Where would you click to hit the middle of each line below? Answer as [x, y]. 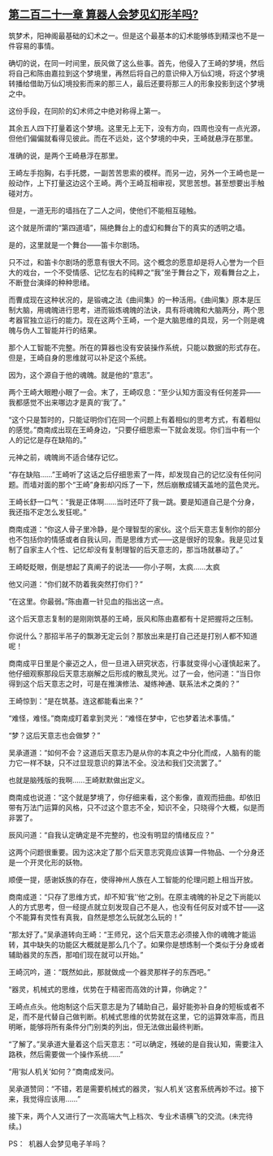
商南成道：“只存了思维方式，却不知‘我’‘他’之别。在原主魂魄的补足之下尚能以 [135, 897]
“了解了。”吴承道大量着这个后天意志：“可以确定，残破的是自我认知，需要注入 [136, 1044]
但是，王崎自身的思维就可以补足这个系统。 [80, 357]
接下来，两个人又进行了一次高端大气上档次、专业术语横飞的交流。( [120, 1116]
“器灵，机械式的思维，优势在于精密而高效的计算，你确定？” [108, 989]
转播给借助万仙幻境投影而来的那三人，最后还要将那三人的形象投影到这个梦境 [136, 83]
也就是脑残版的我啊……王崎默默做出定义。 [79, 780]
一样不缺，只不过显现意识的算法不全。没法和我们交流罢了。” [122, 763]
